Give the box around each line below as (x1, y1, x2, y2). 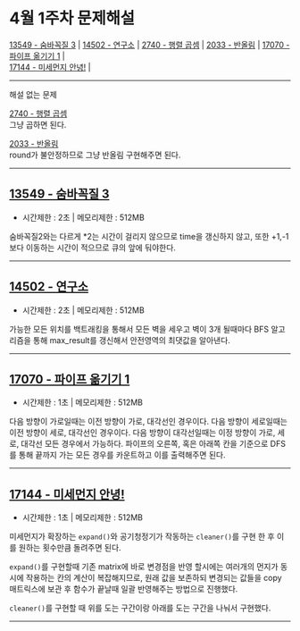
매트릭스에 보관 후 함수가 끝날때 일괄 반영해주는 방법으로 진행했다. (9, 584, 238, 594)
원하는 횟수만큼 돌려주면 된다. (18, 543, 122, 553)
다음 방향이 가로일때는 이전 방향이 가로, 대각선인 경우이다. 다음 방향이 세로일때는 (9, 416, 288, 427)
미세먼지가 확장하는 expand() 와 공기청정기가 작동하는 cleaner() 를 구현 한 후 (9, 531, 275, 542)
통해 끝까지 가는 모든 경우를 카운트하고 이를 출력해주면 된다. (18, 450, 226, 460)
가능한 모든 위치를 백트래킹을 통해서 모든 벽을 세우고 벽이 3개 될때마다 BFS (9, 324, 270, 334)
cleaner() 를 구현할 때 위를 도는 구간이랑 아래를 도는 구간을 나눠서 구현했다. (9, 602, 271, 613)
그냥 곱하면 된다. (9, 119, 67, 130)
